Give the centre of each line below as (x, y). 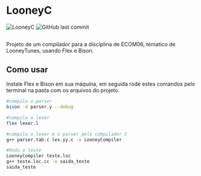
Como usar (27, 69)
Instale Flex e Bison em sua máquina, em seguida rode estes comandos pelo (101, 84)
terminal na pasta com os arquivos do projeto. (63, 90)
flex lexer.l (22, 123)
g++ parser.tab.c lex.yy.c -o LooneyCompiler (64, 139)
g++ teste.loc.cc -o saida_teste (48, 162)
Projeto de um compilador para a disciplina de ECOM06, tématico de (91, 44)
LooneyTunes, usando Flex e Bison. (50, 51)
